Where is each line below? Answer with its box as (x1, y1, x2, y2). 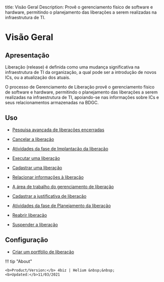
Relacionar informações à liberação (12, 174, 84, 180)
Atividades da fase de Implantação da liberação (12, 145, 109, 151)
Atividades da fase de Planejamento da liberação (12, 203, 111, 209)
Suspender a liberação (12, 221, 58, 227)
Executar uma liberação (12, 155, 60, 161)
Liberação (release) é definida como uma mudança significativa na (5, 64, 140, 70)
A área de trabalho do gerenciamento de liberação (12, 184, 114, 189)
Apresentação (5, 51, 50, 59)
